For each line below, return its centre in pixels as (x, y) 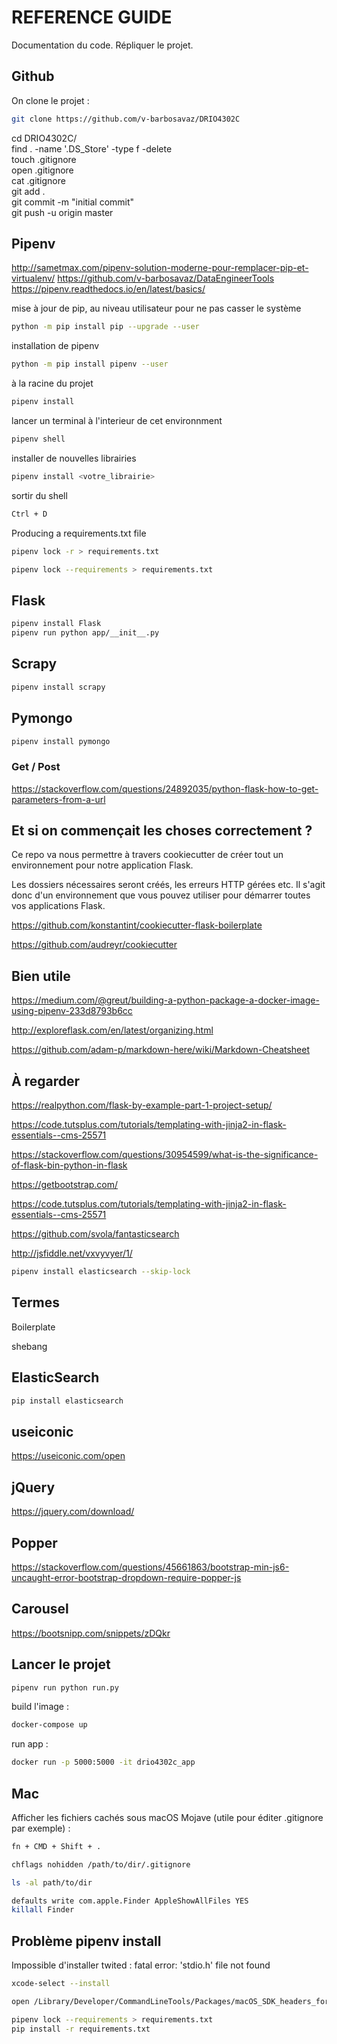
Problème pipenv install (86, 1941)
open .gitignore (42, 170)
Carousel (40, 1609)
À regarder (45, 1081)
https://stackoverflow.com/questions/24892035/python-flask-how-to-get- (165, 788)
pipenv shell (38, 439)
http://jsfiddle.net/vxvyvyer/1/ (72, 1253)
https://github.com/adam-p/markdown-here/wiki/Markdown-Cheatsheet (161, 1050)
